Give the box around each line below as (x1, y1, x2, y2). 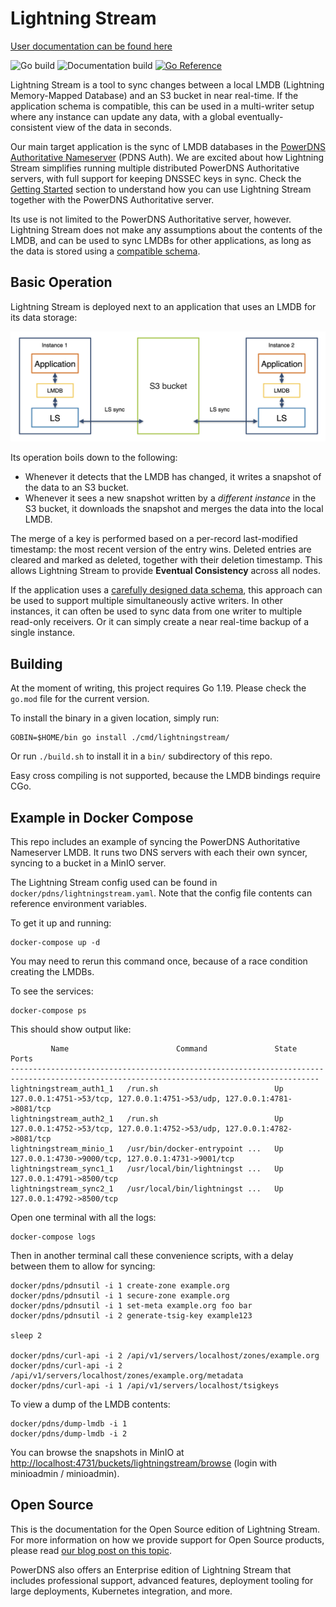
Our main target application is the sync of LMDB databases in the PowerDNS (10, 140, 326, 152)
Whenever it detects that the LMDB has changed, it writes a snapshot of (24, 471, 322, 483)
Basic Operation (10, 274, 113, 291)
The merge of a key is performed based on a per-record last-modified (10, 533, 298, 545)
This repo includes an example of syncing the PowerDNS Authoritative (10, 836, 301, 848)
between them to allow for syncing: (10, 1260, 156, 1272)
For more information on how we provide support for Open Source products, (10, 1533, 325, 1546)
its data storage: (10, 311, 78, 323)
